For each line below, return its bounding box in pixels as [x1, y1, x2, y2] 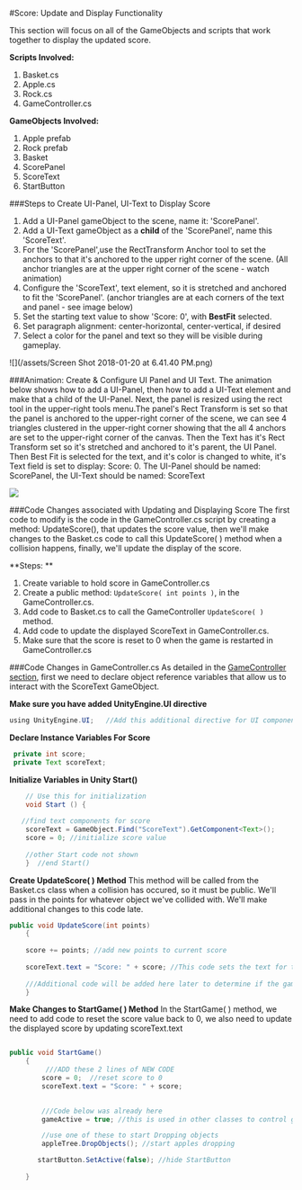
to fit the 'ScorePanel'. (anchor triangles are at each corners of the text [22, 292, 285, 302]
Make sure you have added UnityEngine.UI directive [9, 699, 208, 709]
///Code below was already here [41, 1106, 164, 1115]
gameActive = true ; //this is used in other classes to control [41, 1114, 288, 1123]
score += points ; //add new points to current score [25, 946, 227, 955]
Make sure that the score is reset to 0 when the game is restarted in [22, 635, 274, 646]
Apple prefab [22, 133, 72, 143]
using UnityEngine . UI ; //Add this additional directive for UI [9, 716, 259, 725]
